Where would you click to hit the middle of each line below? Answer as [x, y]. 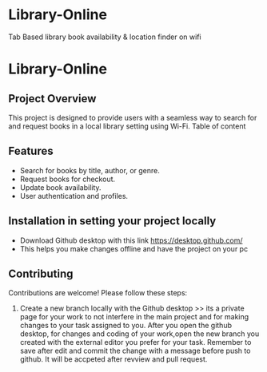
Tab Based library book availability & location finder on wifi [105, 37]
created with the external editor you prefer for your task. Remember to [135, 342]
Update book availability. [60, 187]
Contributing [41, 273]
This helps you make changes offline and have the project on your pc [134, 248]
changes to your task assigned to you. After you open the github [126, 326]
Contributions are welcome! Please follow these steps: [98, 293]
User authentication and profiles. [74, 196]
